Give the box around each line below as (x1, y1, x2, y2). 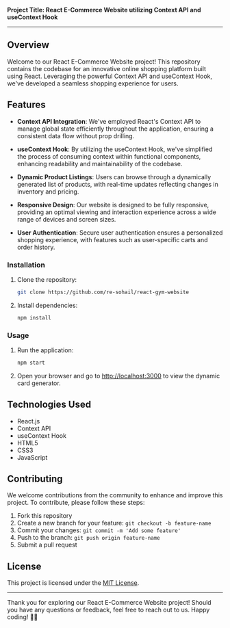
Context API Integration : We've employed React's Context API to (16, 117, 201, 125)
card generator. (16, 379, 61, 387)
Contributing (7, 473, 63, 485)
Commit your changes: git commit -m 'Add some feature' (16, 526, 181, 534)
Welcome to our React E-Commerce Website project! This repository (7, 57, 201, 66)
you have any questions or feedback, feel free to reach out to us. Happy (7, 605, 210, 614)
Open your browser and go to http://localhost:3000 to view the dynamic (16, 371, 220, 380)
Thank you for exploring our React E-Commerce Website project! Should (7, 599, 212, 607)
